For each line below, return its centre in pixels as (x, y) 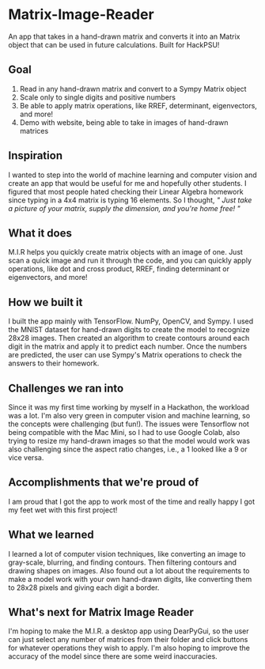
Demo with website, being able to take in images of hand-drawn (124, 122)
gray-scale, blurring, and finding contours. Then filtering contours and (123, 562)
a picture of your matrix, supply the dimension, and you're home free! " (125, 208)
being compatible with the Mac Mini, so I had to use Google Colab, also (124, 432)
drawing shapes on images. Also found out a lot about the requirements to (129, 570)
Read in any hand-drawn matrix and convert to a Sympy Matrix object (133, 89)
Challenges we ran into (66, 388)
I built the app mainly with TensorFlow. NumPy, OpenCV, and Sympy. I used (131, 321)
